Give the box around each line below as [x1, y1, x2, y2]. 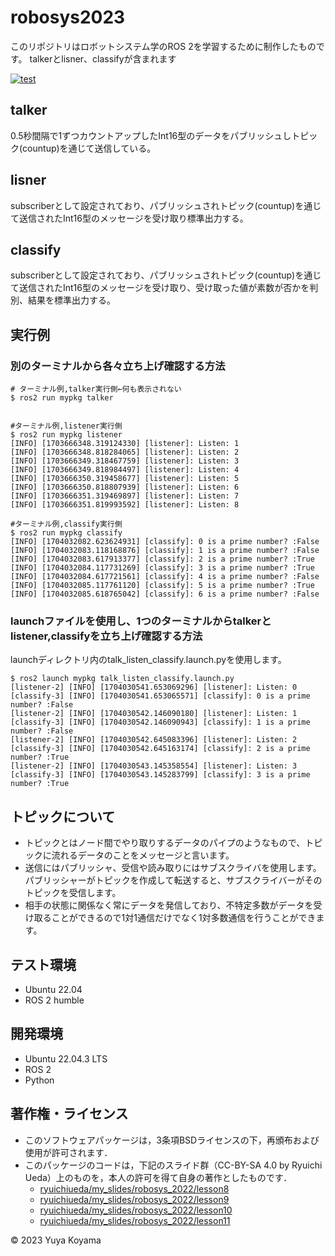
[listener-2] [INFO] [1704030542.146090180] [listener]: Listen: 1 [10, 709, 298, 719]
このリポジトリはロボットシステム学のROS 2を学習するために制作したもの [10, 40, 317, 52]
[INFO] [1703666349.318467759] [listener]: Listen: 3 [10, 456, 240, 466]
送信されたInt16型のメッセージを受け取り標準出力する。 [18, 212, 249, 224]
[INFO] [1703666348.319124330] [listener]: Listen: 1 [10, 439, 240, 449]
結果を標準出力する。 [27, 294, 116, 306]
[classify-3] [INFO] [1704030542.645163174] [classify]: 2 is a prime [10, 744, 311, 754]
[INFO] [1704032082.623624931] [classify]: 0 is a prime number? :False [10, 537, 320, 547]
